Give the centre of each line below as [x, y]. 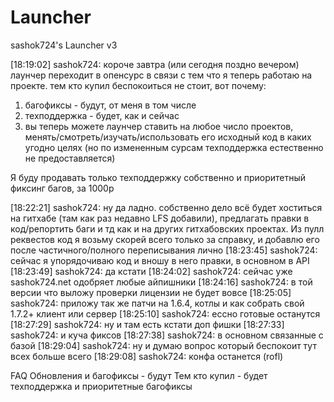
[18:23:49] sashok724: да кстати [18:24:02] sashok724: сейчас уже [151, 271]
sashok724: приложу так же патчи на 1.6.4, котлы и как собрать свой [157, 303]
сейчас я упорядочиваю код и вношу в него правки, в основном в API [160, 260]
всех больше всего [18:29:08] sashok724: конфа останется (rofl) [147, 356]
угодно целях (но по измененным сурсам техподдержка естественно [174, 147]
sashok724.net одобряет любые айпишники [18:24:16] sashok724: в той [161, 282]
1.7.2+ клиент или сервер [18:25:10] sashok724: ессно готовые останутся [165, 313]
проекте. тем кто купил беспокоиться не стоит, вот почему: [138, 85]
